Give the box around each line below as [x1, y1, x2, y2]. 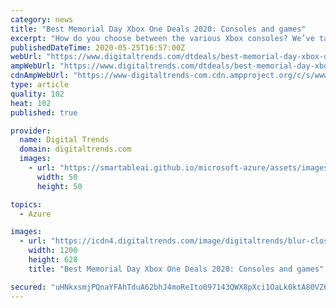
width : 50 [36, 172, 78, 182]
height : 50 [36, 181, 83, 191]
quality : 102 [10, 89, 65, 99]
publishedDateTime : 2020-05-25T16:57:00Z [10, 42, 186, 53]
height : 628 [28, 255, 78, 265]
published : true [10, 107, 78, 118]
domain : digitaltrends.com [19, 144, 132, 155]
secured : [10, 282, 47, 292]
